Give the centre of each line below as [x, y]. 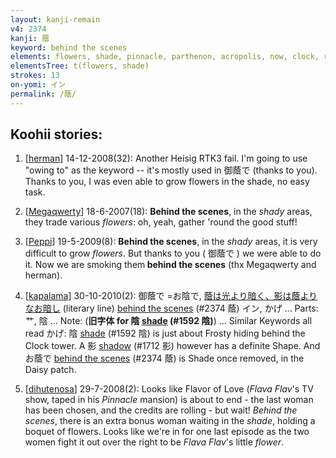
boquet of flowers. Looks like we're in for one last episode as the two [167, 432]
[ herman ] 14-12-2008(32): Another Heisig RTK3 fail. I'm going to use [166, 158]
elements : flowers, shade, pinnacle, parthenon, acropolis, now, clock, [165, 57]
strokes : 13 [35, 76]
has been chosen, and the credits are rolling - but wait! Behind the [161, 410]
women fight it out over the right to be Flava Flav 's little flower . [154, 442]
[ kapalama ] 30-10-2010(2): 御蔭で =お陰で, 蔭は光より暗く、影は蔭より [171, 296]
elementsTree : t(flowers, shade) [80, 66]
